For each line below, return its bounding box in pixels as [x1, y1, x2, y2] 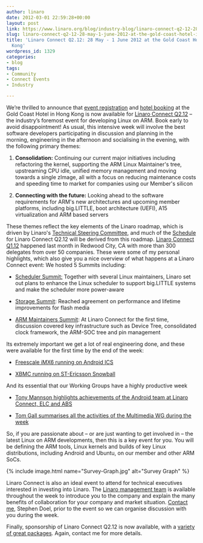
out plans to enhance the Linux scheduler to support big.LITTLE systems [14, 280, 196, 286]
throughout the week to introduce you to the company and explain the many [6, 492, 195, 499]
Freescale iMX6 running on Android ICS [14, 358, 114, 366]
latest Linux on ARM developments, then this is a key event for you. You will [6, 436, 195, 444]
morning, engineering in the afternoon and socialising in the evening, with [6, 136, 190, 143]
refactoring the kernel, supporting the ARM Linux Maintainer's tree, [14, 161, 182, 168]
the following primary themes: [6, 143, 81, 150]
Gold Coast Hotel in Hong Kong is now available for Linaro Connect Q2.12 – [6, 110, 193, 117]
